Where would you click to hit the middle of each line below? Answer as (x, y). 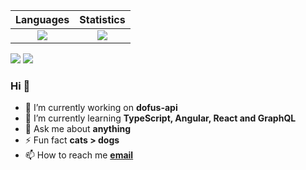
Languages (42, 19)
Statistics (102, 19)
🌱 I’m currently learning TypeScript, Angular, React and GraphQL (160, 118)
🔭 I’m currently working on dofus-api (101, 108)
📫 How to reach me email (79, 155)
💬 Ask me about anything (78, 129)
